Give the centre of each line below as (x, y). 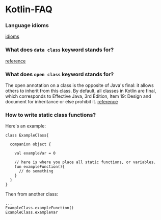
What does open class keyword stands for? (60, 74)
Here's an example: (25, 126)
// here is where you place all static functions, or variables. (85, 162)
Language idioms (27, 26)
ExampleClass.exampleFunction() (39, 208)
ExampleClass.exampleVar (32, 213)
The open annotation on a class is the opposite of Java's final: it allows (79, 85)
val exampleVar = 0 (35, 153)
